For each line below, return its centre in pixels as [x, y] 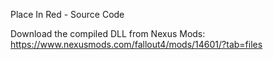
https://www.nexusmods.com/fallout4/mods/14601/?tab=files [136, 44]
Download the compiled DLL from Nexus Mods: [108, 33]
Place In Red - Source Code [67, 14]
